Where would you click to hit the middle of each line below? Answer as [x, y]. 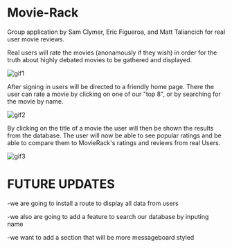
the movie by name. [35, 101]
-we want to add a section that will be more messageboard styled [101, 237]
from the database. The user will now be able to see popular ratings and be [114, 135]
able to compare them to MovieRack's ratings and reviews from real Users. [114, 142]
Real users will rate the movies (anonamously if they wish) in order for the [112, 53]
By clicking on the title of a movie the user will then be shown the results [110, 128]
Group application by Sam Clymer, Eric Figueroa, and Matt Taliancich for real [116, 32]
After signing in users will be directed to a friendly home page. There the [111, 86]
